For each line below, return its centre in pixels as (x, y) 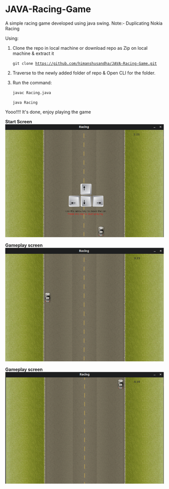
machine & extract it (33, 53)
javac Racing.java (32, 93)
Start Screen (19, 121)
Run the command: (32, 83)
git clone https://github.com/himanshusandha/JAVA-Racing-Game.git (84, 63)
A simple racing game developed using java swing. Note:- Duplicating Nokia (84, 23)
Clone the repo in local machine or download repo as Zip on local (80, 48)
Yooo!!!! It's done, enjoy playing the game (48, 112)
